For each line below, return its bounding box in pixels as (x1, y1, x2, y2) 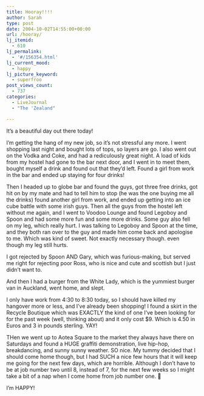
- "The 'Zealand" (12, 105, 56, 111)
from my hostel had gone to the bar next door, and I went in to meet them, (6, 158, 191, 165)
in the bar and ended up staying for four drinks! (6, 171, 124, 178)
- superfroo (12, 77, 42, 83)
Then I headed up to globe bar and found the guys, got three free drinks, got (6, 183, 198, 190)
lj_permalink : (6, 49, 42, 55)
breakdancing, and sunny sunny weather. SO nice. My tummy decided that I (6, 346, 196, 353)
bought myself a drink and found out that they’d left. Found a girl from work (6, 165, 195, 172)
